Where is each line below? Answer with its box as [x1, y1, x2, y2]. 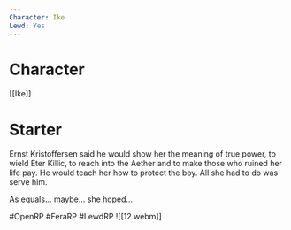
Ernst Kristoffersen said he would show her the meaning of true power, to [9, 149, 277, 159]
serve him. [9, 177, 48, 188]
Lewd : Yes [9, 21, 46, 30]
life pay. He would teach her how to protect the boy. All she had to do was [9, 167, 279, 178]
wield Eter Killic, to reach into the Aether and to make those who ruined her [9, 158, 283, 169]
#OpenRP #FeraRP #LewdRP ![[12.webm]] [9, 211, 162, 222]
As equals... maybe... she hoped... [9, 194, 134, 204]
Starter [9, 119, 62, 140]
